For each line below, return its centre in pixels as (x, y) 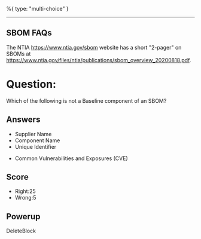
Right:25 (25, 191)
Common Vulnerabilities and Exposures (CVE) (71, 158)
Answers (23, 120)
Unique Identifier (36, 146)
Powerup (23, 217)
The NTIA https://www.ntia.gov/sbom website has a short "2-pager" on (94, 47)
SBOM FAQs (29, 33)
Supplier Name (33, 134)
